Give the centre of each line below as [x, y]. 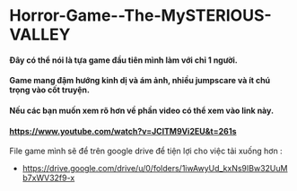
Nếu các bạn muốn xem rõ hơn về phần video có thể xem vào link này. [142, 110]
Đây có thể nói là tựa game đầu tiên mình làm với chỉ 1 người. [123, 60]
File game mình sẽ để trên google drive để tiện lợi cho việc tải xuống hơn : [146, 151]
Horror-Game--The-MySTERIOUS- [140, 16]
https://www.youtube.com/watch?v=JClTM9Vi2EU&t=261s [123, 131]
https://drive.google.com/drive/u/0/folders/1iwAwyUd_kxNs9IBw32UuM [155, 169]
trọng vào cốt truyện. [49, 90]
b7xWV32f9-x [48, 178]
